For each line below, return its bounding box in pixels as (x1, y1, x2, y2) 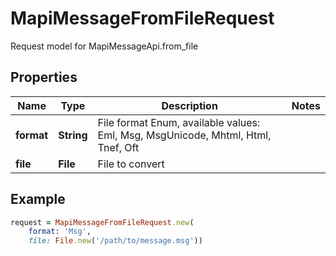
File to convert (97, 157, 165, 171)
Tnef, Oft (97, 140, 140, 154)
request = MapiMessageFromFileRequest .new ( (10, 217, 195, 227)
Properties (10, 69, 78, 86)
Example (10, 191, 66, 208)
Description (161, 98, 218, 112)
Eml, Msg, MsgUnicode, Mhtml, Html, (97, 128, 272, 142)
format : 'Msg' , (28, 227, 92, 237)
